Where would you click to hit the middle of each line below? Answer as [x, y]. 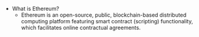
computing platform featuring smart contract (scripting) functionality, [107, 21]
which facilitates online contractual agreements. [81, 27]
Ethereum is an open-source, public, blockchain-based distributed [104, 15]
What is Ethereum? [35, 9]
